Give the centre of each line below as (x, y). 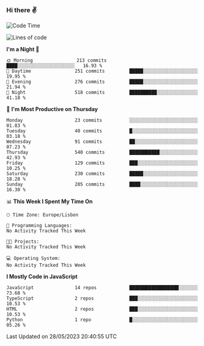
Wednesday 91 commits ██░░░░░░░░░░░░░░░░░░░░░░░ (102, 142)
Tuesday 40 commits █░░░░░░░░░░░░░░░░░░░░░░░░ (102, 131)
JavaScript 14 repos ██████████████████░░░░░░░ (102, 288)
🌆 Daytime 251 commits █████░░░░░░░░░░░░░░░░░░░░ (102, 71)
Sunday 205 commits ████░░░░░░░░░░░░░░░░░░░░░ (102, 185)
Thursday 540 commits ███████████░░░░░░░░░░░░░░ (102, 153)
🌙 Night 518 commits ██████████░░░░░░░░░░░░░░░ (102, 93)
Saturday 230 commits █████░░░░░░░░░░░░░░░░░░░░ (102, 174)
